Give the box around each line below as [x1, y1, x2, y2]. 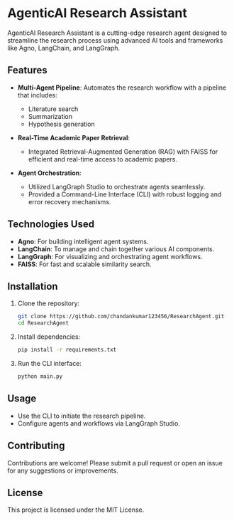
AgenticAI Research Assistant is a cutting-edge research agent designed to [7, 28, 228, 37]
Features [7, 64, 48, 76]
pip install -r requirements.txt [17, 347, 117, 354]
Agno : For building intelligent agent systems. [17, 237, 149, 246]
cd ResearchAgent [17, 320, 69, 327]
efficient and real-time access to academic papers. [28, 154, 177, 163]
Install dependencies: [17, 332, 81, 341]
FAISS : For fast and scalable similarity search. [17, 260, 152, 268]
